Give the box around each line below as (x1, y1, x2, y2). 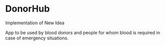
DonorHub (5, 3, 50, 15)
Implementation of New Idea (5, 20, 64, 26)
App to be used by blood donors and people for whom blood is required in (5, 29, 160, 35)
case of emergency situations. (5, 35, 69, 41)
